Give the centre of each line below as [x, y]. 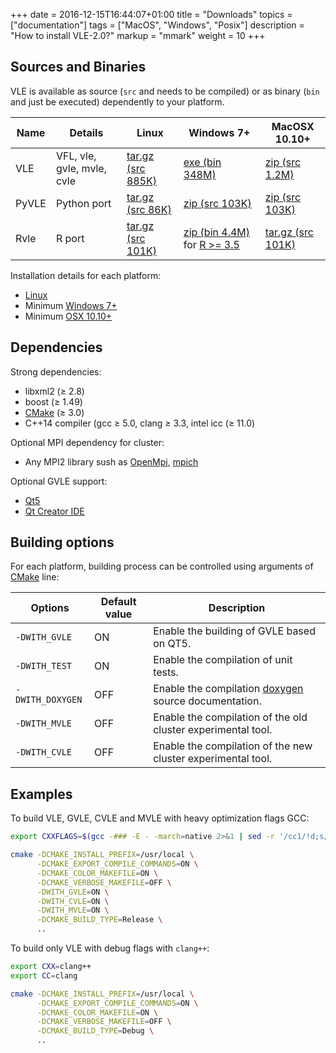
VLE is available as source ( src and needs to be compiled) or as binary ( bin [165, 91]
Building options [62, 542]
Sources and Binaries [78, 67]
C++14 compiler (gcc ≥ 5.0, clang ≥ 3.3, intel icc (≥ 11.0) [140, 423]
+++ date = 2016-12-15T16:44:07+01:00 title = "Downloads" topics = [151, 14]
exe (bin [202, 162]
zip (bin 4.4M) [217, 232]
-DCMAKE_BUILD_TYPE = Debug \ [95, 1031]
